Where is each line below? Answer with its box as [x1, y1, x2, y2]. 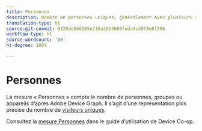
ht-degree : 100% [6, 43, 47, 49]
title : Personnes [6, 8, 50, 15]
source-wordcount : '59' [6, 37, 66, 43]
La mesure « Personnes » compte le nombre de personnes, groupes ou [6, 93, 183, 100]
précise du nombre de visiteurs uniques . [6, 106, 106, 113]
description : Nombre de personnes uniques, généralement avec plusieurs [6, 14, 192, 20]
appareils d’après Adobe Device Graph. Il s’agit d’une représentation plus [6, 100, 187, 107]
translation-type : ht [6, 20, 61, 26]
